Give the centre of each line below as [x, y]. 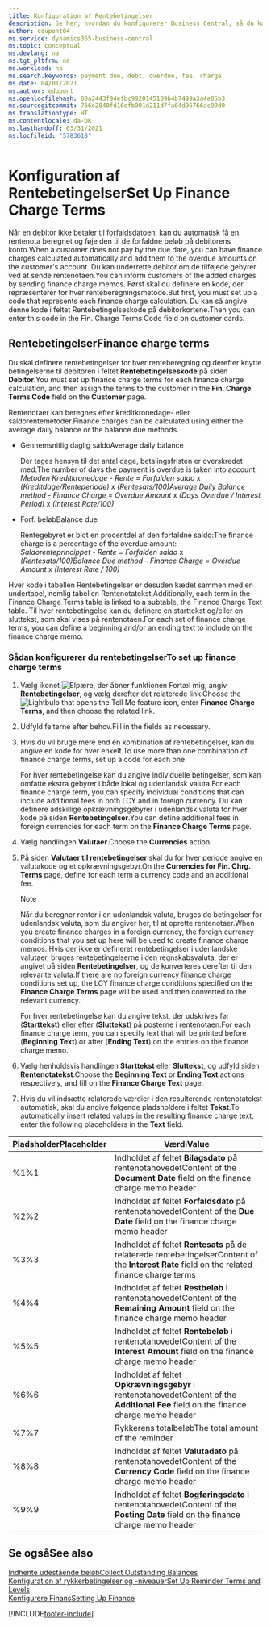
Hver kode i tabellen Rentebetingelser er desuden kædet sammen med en [131, 585]
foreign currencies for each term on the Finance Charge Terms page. [135, 826]
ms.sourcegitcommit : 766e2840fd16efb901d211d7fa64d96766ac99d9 [117, 106]
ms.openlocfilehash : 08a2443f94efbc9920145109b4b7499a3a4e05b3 [117, 98]
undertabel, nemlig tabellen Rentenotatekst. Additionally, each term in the [129, 594]
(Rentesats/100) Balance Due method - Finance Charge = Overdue [130, 561]
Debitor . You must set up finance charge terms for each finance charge [126, 380]
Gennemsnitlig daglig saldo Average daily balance [102, 445]
